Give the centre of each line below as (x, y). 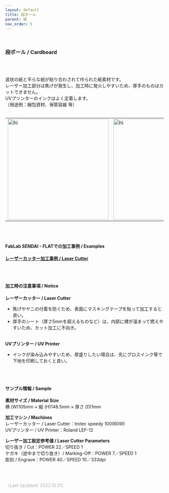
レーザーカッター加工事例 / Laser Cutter (47, 258)
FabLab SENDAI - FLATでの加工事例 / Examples (55, 246)
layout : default (22, 10)
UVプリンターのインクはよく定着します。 (48, 98)
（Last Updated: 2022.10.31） (36, 485)
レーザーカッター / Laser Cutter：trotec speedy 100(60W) (65, 424)
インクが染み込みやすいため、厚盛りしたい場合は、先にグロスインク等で (87, 354)
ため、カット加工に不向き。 (50, 327)
